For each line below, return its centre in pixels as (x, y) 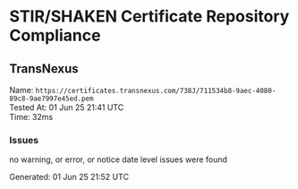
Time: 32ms (31, 117)
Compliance (55, 35)
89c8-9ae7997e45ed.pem (51, 99)
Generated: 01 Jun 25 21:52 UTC (69, 177)
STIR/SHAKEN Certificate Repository (149, 17)
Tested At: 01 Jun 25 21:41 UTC (67, 107)
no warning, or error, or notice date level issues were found (119, 159)
